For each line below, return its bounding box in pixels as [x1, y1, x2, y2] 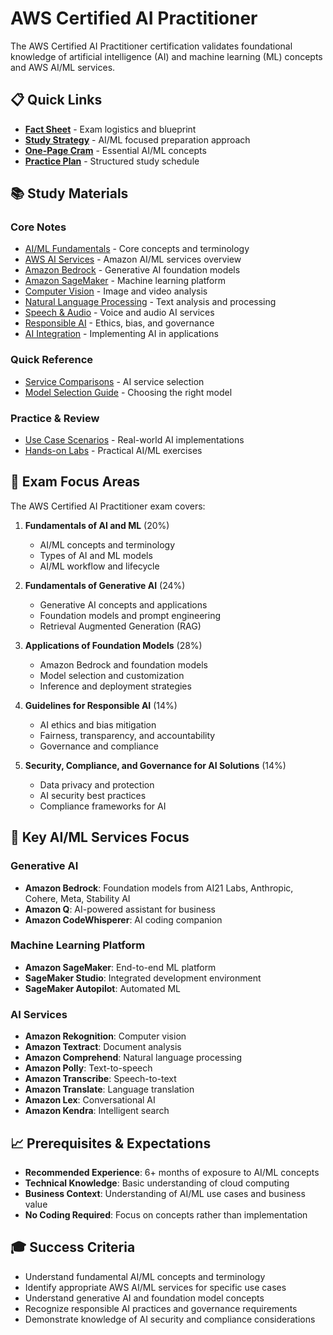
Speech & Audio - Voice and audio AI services [24, 307, 215, 319]
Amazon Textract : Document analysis [24, 1041, 182, 1053]
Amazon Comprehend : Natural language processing [24, 1052, 243, 1064]
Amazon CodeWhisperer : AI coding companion [24, 913, 223, 926]
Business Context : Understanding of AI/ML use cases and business [24, 1187, 306, 1199]
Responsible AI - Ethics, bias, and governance [24, 317, 215, 329]
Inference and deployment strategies [39, 680, 192, 692]
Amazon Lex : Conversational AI [24, 1094, 156, 1106]
